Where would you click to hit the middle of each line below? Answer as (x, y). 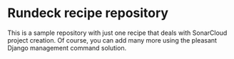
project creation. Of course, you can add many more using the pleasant (112, 40)
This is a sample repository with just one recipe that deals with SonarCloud (117, 33)
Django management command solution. (67, 48)
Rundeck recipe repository (88, 13)
